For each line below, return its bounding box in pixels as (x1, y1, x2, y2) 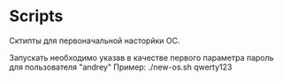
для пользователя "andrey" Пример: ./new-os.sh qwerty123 (9, 62, 233, 72)
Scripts (9, 6, 64, 26)
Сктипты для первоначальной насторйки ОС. (9, 35, 180, 46)
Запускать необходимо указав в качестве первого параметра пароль (9, 52, 274, 63)
